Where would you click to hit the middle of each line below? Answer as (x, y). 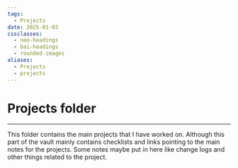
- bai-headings (36, 47)
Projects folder (52, 108)
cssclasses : (25, 34)
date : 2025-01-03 (33, 27)
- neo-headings (36, 40)
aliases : (20, 60)
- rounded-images (39, 54)
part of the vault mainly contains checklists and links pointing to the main (114, 142)
